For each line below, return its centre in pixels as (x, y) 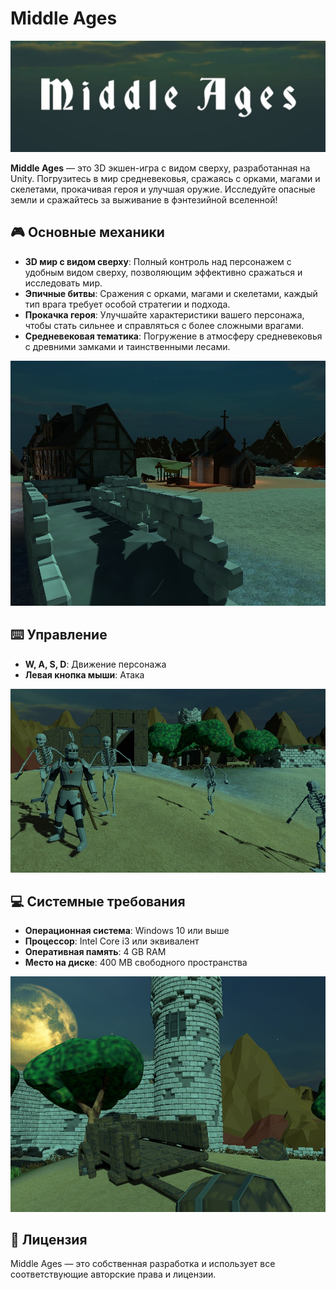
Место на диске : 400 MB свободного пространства (136, 963)
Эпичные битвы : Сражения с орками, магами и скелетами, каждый (171, 293)
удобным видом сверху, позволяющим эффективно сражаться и (163, 272)
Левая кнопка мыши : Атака (84, 674)
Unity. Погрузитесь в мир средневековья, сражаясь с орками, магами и (165, 178)
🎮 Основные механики (87, 232)
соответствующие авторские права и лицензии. (113, 1274)
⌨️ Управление (59, 635)
